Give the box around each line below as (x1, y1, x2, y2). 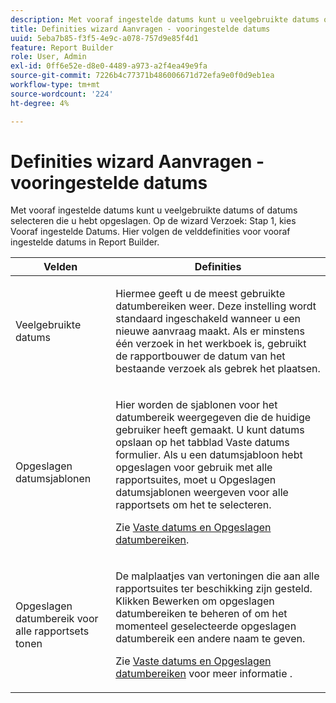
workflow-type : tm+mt (10, 80, 101, 90)
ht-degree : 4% (10, 98, 70, 108)
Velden (43, 260, 78, 274)
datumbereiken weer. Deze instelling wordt (115, 299, 317, 313)
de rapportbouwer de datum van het (115, 349, 286, 363)
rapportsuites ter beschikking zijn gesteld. (115, 582, 313, 596)
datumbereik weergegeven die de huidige (115, 411, 312, 425)
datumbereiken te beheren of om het (115, 607, 288, 621)
